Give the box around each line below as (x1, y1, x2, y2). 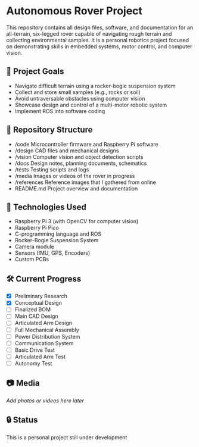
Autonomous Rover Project (6, 4, 143, 18)
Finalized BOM (14, 306, 51, 313)
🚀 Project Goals (6, 67, 64, 77)
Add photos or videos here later (6, 397, 85, 404)
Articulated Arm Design (14, 320, 73, 327)
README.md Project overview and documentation (14, 185, 138, 192)
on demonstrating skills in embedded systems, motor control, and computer (6, 43, 192, 50)
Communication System (14, 339, 74, 346)
